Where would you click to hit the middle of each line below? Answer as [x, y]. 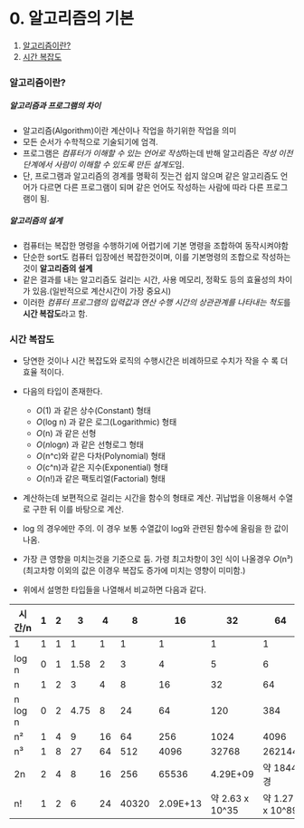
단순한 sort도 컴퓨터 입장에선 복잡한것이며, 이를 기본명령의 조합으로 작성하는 [157, 257]
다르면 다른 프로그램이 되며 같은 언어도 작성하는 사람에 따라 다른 [152, 187]
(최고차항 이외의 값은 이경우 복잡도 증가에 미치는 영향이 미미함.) [134, 570]
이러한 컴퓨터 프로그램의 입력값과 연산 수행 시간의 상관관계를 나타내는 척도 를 [157, 302]
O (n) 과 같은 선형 [66, 433]
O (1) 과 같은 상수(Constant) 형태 [93, 411]
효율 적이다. [43, 372]
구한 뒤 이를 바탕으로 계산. [78, 510]
